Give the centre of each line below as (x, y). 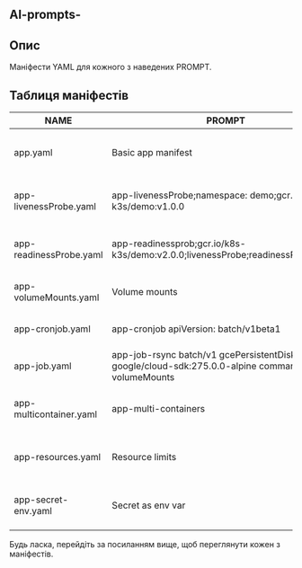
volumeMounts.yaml (57, 297)
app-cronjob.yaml (53, 329)
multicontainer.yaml (55, 414)
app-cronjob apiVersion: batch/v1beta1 (196, 329)
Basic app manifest (152, 153)
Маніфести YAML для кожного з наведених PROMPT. (111, 67)
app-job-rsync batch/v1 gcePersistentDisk (204, 355)
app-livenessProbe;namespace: (180, 195)
